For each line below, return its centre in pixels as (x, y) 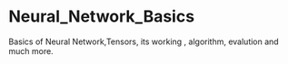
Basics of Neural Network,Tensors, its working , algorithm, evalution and (144, 41)
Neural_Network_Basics (102, 17)
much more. (31, 50)
